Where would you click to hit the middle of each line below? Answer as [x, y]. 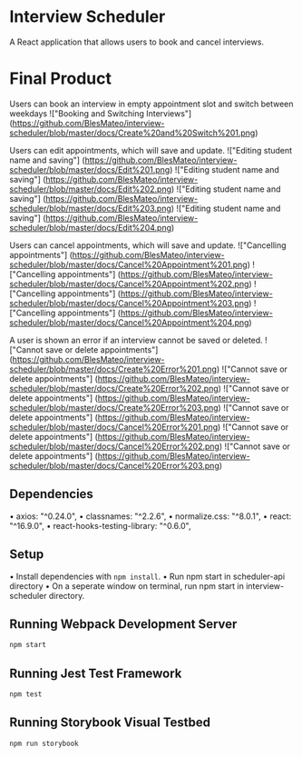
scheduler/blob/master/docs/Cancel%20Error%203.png [114, 465]
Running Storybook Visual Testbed [110, 723]
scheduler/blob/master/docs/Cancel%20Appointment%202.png [129, 284]
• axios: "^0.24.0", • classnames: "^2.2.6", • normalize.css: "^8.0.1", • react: [151, 516]
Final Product [60, 79]
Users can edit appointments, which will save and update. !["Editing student [151, 150]
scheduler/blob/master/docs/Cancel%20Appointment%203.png [129, 303]
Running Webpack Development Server [123, 624]
